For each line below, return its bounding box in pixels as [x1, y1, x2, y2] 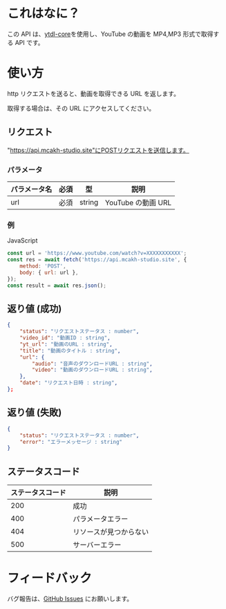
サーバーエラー [73, 540, 122, 550]
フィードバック [7, 570, 92, 586]
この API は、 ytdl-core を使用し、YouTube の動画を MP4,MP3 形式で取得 [7, 30, 214, 38]
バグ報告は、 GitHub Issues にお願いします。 [7, 594, 133, 603]
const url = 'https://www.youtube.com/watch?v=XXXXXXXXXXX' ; [7, 250, 187, 257]
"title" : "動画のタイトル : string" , [19, 347, 121, 354]
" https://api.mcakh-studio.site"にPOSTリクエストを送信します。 [7, 146, 190, 154]
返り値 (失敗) [7, 406, 62, 418]
